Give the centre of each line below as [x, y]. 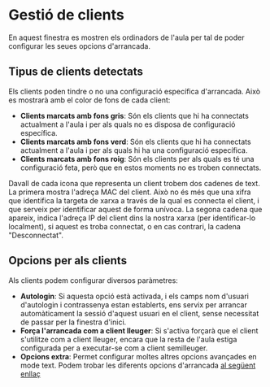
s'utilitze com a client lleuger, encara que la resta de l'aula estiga [128, 339]
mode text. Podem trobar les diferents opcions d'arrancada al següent [138, 365]
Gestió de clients [66, 15]
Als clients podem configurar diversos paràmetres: [94, 280]
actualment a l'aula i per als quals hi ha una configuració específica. [134, 150]
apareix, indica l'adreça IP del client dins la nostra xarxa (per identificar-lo [132, 218]
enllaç [30, 374]
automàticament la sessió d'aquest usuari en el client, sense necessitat [139, 313]
